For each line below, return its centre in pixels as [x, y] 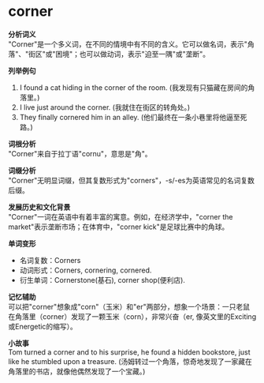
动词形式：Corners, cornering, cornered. [86, 270]
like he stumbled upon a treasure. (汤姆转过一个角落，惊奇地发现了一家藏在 [130, 361]
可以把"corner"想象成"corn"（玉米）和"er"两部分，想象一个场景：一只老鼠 [129, 306]
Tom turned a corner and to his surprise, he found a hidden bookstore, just [129, 352]
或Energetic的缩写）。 [43, 326]
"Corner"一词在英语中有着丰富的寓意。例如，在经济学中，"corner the [121, 216]
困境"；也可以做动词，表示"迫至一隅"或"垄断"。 [133, 54]
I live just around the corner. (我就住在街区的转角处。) [105, 107]
